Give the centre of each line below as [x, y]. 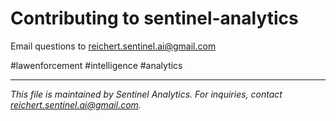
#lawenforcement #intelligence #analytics [96, 65]
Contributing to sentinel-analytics [154, 18]
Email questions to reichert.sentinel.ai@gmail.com [113, 46]
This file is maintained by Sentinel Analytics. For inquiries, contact [146, 94]
